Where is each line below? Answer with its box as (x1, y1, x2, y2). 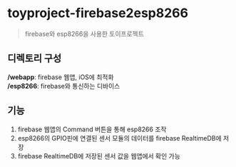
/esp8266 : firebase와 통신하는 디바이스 (7, 81, 120, 90)
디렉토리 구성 (7, 52, 62, 65)
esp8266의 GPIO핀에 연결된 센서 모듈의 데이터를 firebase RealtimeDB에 (17, 133, 222, 142)
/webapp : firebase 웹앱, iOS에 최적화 (7, 73, 114, 81)
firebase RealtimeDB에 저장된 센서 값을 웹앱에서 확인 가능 (17, 151, 180, 160)
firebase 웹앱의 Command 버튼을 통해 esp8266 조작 (17, 125, 167, 133)
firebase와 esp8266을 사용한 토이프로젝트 (24, 29, 144, 38)
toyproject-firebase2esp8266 (7, 5, 189, 21)
